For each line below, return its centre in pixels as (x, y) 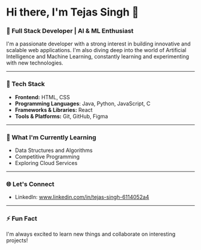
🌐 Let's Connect (31, 184)
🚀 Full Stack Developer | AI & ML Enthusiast (70, 31)
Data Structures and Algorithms (54, 150)
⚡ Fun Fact (22, 219)
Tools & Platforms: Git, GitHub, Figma (61, 116)
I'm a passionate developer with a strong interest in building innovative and (98, 44)
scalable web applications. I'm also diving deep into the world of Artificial (96, 50)
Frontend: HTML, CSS (42, 97)
